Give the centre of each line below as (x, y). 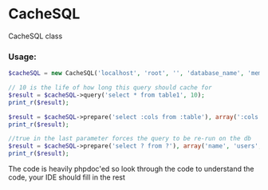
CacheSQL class (35, 36)
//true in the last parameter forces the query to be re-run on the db (130, 139)
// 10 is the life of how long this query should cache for (110, 88)
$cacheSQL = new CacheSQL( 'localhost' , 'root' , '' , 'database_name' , (126, 73)
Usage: (23, 57)
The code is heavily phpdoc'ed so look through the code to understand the (131, 169)
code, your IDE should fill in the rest (67, 177)
